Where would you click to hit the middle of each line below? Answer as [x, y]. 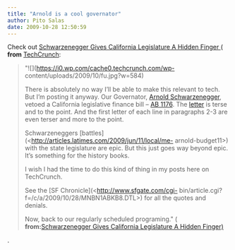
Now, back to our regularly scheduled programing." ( [101, 219]
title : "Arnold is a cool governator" [64, 14]
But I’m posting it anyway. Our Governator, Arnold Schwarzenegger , [123, 97]
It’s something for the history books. [77, 155]
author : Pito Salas [36, 20]
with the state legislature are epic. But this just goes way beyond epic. [126, 148]
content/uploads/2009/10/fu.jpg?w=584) [84, 76]
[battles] [92, 133]
